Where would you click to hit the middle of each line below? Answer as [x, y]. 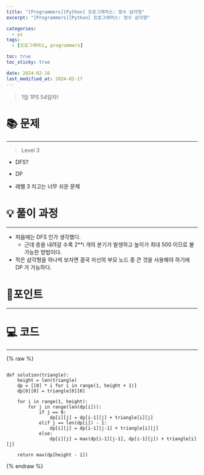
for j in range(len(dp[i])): [65, 407]
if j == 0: [53, 412]
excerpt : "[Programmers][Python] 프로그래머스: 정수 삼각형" [78, 18]
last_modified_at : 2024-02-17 [45, 79]
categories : [21, 29]
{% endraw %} [25, 466]
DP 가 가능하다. [33, 268]
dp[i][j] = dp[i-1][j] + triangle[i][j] [101, 418]
